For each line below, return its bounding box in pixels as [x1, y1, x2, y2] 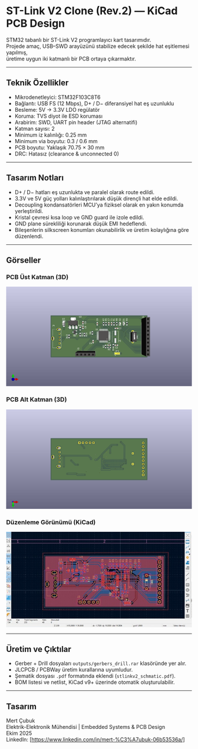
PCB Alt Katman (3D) [6, 395, 67, 403]
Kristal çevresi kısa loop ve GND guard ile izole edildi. [14, 214, 144, 221]
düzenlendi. [14, 233, 44, 240]
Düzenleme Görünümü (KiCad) [6, 518, 96, 526]
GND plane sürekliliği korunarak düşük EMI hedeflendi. [14, 220, 147, 227]
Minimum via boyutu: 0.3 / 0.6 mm [14, 137, 98, 144]
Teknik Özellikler [6, 78, 69, 88]
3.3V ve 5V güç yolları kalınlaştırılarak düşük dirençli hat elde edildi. [14, 195, 179, 202]
